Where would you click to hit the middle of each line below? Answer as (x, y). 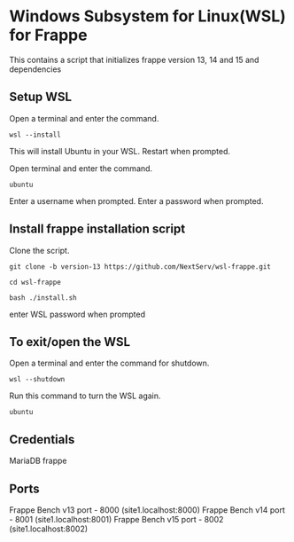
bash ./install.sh (43, 298)
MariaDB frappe (38, 461)
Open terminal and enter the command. (81, 168)
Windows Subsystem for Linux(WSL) (147, 16)
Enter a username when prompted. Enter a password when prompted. (136, 200)
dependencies (35, 69)
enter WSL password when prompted (77, 314)
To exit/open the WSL (70, 342)
